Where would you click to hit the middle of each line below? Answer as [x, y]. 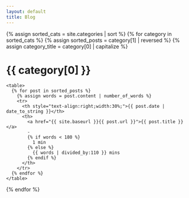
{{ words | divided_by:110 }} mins [76, 153]
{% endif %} [42, 158]
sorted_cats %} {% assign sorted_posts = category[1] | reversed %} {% [93, 40]
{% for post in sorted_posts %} [51, 91]
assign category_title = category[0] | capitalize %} [67, 46]
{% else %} [41, 148]
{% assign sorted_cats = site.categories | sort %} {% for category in [89, 34]
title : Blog [21, 17]
